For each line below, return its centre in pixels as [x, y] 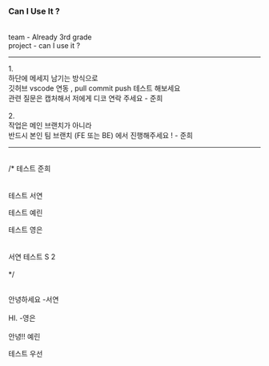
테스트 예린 [26, 213]
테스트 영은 [26, 230]
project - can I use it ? [44, 46]
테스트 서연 [26, 196]
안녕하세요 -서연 [34, 299]
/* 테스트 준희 [30, 169]
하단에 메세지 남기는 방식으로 [53, 79]
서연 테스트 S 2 [32, 257]
